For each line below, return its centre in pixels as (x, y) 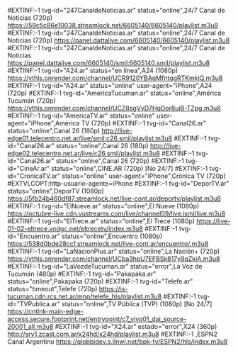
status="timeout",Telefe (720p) (52, 289)
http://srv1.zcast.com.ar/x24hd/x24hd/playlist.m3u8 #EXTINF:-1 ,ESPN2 (112, 334)
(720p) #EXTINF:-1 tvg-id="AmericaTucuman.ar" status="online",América (114, 93)
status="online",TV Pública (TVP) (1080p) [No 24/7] (137, 304)
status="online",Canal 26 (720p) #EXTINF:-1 (120, 161)
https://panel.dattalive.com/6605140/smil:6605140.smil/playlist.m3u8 (109, 63)
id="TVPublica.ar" (34, 304)
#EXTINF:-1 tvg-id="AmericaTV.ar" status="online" (81, 116)
